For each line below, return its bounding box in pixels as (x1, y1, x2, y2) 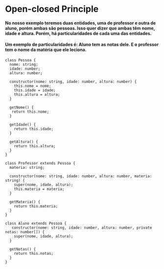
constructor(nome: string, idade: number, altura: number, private (11, 225, 152, 230)
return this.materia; (14, 204, 58, 209)
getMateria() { (9, 199, 41, 204)
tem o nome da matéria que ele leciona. (5, 47, 87, 53)
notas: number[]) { (5, 229, 45, 234)
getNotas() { (9, 246, 36, 251)
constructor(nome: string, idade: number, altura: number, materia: (9, 173, 152, 179)
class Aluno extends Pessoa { (5, 221, 67, 226)
